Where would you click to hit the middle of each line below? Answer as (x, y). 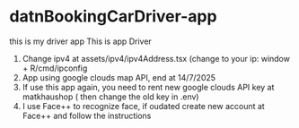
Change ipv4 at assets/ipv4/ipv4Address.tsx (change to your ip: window (156, 58)
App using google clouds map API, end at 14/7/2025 (119, 77)
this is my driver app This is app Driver (81, 41)
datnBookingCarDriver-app (113, 17)
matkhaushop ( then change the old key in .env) (110, 97)
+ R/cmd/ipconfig (55, 68)
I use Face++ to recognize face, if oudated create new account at (143, 106)
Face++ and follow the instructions (87, 115)
